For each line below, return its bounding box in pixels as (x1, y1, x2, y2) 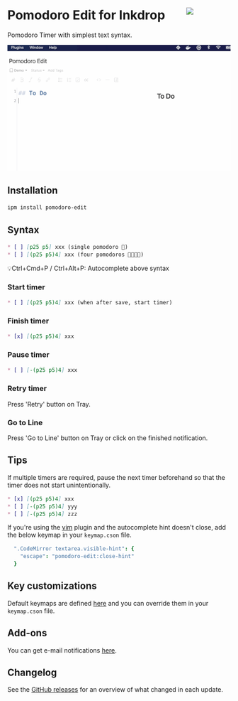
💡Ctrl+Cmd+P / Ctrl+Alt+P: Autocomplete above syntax (7, 264, 170, 272)
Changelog (7, 667, 57, 679)
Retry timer (7, 384, 47, 394)
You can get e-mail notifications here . (7, 646, 117, 654)
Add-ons (7, 627, 47, 639)
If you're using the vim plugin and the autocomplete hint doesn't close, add (7, 523, 227, 532)
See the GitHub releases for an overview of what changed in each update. (7, 685, 224, 694)
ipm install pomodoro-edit (7, 204, 87, 211)
